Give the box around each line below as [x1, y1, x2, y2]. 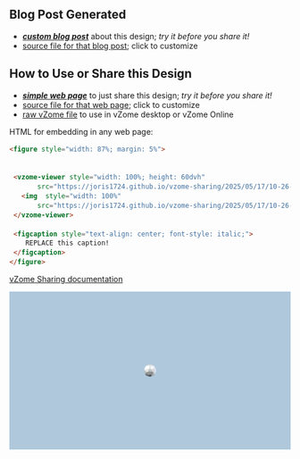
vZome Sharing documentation [9, 274, 123, 284]
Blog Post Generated [9, 7, 127, 22]
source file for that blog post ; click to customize [21, 40, 198, 51]
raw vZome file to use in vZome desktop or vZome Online [21, 109, 234, 120]
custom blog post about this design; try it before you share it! [21, 30, 250, 41]
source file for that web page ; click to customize [21, 99, 201, 110]
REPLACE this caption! [25, 238, 110, 248]
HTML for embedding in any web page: [9, 126, 154, 137]
